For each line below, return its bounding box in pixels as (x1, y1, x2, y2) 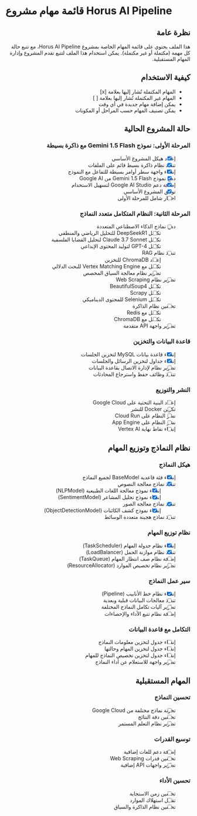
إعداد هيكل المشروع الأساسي (111, 154, 176, 162)
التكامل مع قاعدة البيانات (128, 625, 191, 633)
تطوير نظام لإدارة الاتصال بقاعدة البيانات (88, 364, 176, 371)
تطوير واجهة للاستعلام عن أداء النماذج (95, 659, 176, 666)
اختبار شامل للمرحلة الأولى (117, 194, 176, 201)
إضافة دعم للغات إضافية (123, 748, 176, 756)
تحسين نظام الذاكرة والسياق (113, 803, 176, 810)
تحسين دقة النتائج (138, 713, 176, 720)
